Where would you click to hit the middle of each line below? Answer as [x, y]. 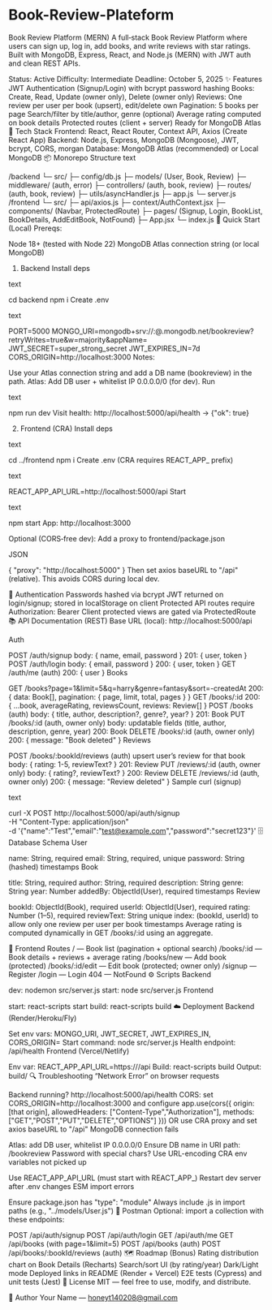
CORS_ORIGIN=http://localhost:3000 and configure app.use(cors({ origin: [132, 1103]
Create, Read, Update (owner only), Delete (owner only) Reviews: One [125, 97]
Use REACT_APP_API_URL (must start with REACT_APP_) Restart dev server [135, 1178]
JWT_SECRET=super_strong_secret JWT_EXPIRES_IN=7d [104, 348]
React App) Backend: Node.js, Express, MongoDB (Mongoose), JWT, [124, 140]
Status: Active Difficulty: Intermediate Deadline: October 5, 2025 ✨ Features [135, 79]
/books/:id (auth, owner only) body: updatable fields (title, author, [118, 722]
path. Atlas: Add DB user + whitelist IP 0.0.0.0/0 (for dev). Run [112, 381]
